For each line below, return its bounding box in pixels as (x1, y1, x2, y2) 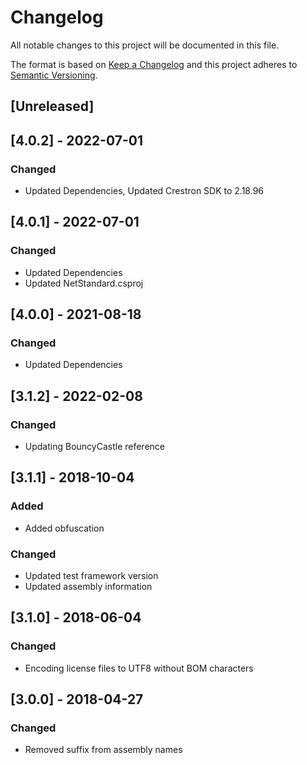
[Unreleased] (10, 98, 95, 115)
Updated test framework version (24, 570, 159, 582)
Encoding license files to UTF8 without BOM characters (24, 662, 254, 674)
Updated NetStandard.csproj (24, 277, 144, 289)
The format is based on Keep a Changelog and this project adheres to (10, 58, 298, 70)
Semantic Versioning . (10, 69, 98, 81)
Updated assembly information (24, 581, 153, 593)
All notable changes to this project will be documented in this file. (10, 39, 280, 51)
